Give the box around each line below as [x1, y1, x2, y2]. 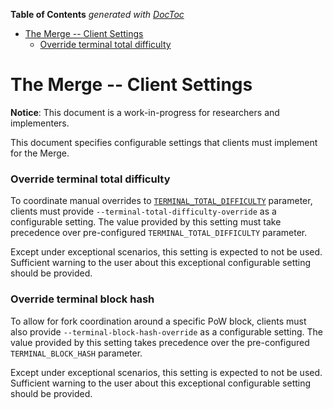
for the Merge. [10, 147, 70, 159]
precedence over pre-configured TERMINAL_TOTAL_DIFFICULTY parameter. [10, 227, 308, 239]
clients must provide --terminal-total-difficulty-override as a [10, 205, 277, 218]
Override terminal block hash [10, 292, 155, 306]
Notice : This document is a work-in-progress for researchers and [10, 106, 280, 118]
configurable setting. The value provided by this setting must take [10, 216, 282, 228]
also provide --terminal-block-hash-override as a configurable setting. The [10, 325, 324, 338]
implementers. [10, 117, 70, 129]
